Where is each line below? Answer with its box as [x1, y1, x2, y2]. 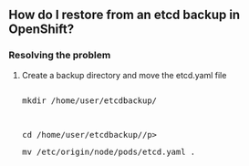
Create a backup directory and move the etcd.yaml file [21, 69, 227, 80]
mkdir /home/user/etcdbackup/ [21, 95, 157, 106]
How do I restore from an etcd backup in [8, 7, 241, 23]
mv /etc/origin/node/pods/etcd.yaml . [21, 146, 196, 157]
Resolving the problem [8, 49, 111, 62]
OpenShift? [8, 22, 75, 37]
